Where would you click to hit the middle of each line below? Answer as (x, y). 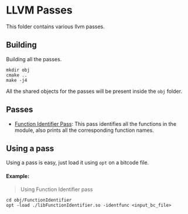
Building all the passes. (34, 59)
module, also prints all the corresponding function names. (84, 130)
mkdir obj (18, 70)
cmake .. (17, 75)
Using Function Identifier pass (57, 189)
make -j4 (17, 80)
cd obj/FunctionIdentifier (39, 200)
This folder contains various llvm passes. (56, 26)
